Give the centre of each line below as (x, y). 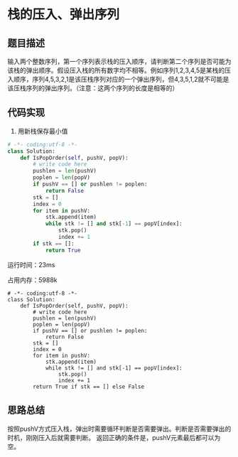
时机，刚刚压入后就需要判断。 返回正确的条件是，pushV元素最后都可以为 (114, 437)
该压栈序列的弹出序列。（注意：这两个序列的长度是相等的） (93, 88)
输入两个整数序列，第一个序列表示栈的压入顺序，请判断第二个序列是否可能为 (119, 61)
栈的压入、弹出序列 (64, 15)
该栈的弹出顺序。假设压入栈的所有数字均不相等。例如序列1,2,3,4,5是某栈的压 (119, 70)
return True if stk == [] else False (88, 387)
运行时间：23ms (31, 264)
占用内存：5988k (32, 280)
